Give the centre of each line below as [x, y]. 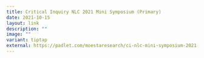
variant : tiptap [27, 40]
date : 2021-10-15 [28, 18]
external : [19, 46]
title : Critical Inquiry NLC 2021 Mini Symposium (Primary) [84, 12]
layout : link [23, 23]
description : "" [27, 29]
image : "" [19, 34]
